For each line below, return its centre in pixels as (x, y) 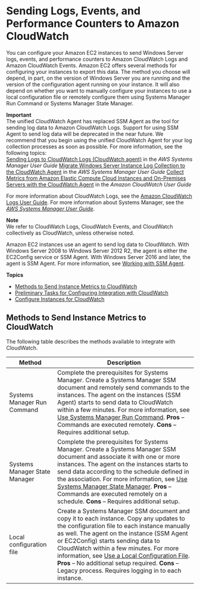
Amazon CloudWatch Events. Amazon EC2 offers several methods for (91, 65)
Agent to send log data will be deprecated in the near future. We (85, 134)
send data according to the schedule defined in (123, 472)
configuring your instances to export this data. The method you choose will (98, 71)
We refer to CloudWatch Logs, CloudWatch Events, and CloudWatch (90, 226)
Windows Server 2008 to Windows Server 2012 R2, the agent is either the (97, 251)
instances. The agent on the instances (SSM (119, 395)
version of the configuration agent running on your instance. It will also (93, 84)
